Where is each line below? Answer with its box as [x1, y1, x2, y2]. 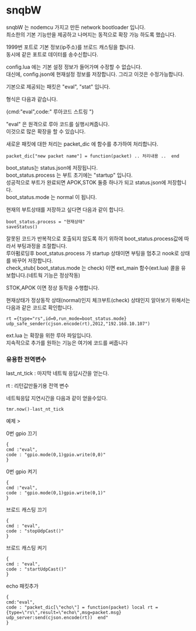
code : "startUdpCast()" [6, 566, 67, 572]
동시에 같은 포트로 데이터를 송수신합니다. [6, 50, 98, 58]
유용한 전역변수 [6, 355, 47, 363]
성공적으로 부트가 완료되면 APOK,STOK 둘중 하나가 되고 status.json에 [6, 178, 167, 185]
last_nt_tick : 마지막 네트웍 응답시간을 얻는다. [6, 370, 109, 377]
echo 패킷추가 [6, 582, 39, 590]
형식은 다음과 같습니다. [6, 95, 58, 103]
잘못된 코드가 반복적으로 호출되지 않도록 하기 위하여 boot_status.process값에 [6, 235, 183, 242]
